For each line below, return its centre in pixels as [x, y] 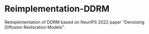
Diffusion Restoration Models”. [35, 27]
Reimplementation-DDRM [57, 9]
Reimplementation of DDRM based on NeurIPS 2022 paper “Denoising [74, 22]
